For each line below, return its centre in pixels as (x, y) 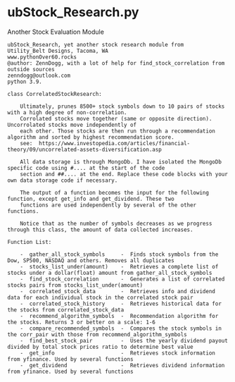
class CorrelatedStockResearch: (55, 94)
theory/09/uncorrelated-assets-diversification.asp (84, 149)
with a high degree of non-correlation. (68, 112)
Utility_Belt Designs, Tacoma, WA (58, 51)
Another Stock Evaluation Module (56, 32)
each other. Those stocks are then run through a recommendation (118, 131)
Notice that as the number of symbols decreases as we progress (116, 223)
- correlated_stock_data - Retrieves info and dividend (118, 291)
